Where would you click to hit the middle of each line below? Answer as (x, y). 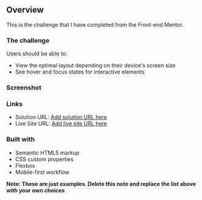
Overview (25, 10)
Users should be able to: (37, 53)
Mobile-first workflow (42, 172)
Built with (21, 139)
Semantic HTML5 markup (47, 153)
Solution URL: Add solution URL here (61, 117)
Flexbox (25, 165)
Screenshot (24, 88)
